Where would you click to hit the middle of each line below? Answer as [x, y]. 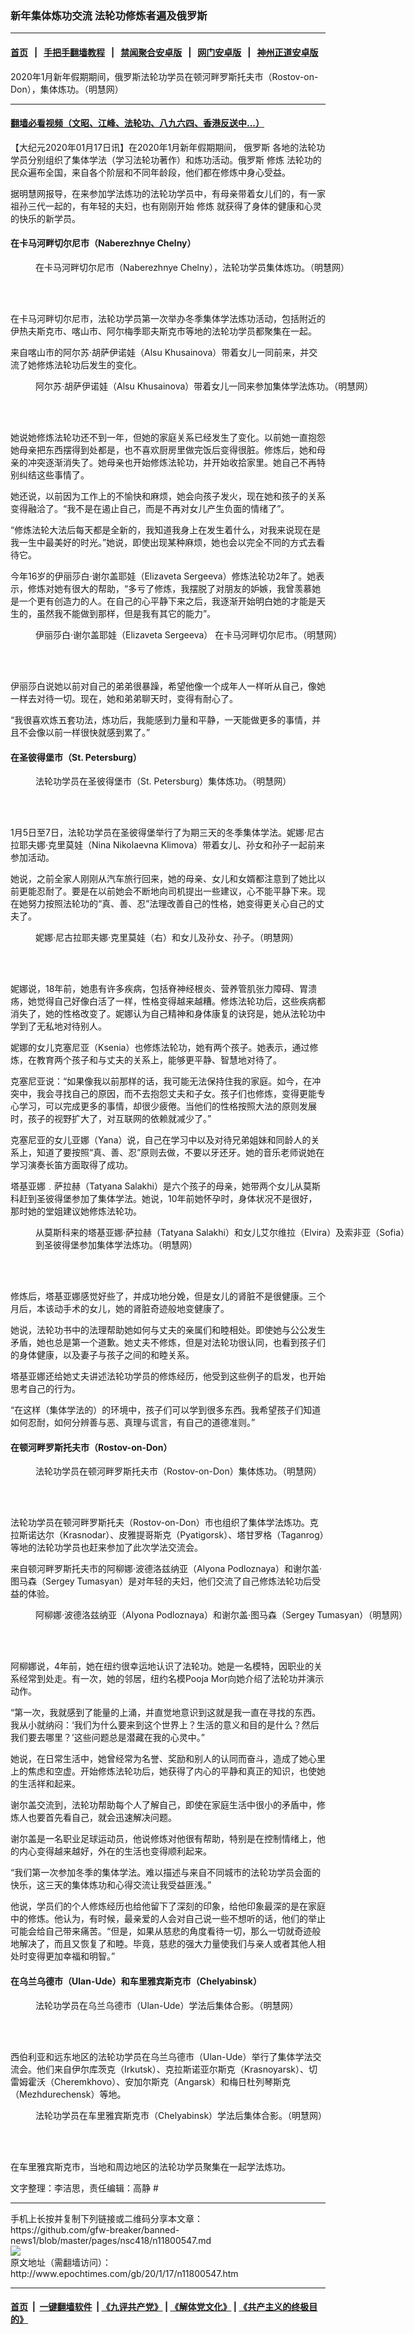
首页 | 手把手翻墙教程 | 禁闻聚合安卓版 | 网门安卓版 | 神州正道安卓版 [164, 52]
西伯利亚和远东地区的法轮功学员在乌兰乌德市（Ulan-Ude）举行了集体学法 [161, 2056]
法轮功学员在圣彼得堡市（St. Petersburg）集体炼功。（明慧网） [163, 781]
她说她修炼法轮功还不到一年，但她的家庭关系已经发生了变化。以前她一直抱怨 [168, 437]
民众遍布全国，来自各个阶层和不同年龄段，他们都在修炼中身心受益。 [150, 172]
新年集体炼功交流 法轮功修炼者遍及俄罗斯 [109, 15]
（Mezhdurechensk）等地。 [68, 2094]
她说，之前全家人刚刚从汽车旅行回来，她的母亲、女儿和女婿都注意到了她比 [163, 879]
